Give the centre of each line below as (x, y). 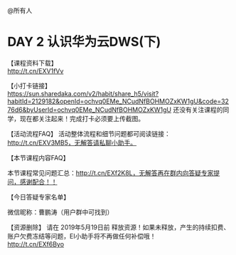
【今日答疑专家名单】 (38, 197)
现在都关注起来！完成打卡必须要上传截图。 (82, 118)
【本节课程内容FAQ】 (38, 157)
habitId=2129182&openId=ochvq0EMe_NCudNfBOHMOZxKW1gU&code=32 (118, 101)
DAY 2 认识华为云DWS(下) (84, 42)
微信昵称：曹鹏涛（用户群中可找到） (60, 212)
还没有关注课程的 (198, 110)
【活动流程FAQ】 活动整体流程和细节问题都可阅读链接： (89, 133)
